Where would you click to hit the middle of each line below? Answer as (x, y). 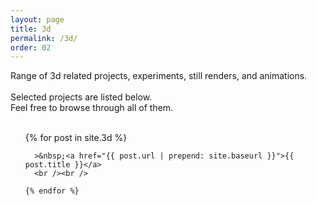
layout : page (37, 19)
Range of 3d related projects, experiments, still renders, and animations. (159, 76)
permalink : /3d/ (44, 38)
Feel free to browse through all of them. (92, 108)
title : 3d (31, 29)
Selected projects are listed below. (81, 97)
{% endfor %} (52, 191)
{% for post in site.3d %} (76, 138)
